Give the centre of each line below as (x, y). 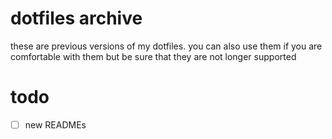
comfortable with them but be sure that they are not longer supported (153, 56)
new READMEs (55, 124)
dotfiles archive (76, 18)
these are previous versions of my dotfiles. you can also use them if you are (166, 46)
